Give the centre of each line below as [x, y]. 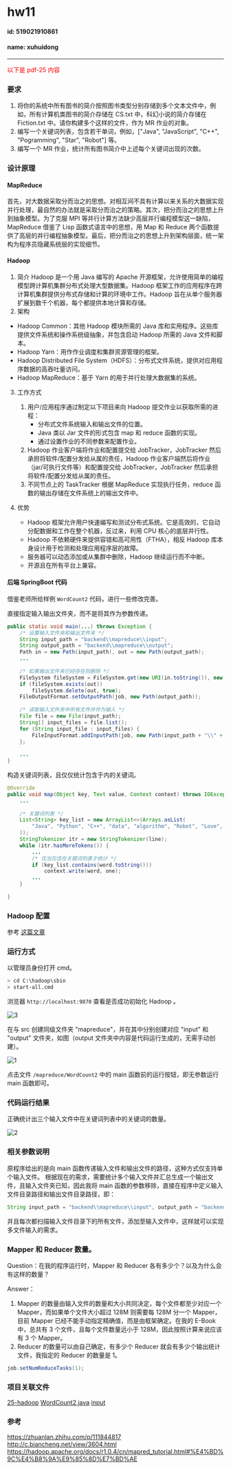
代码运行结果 [29, 1103]
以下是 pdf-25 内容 [34, 70]
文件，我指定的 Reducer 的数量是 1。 [69, 1355]
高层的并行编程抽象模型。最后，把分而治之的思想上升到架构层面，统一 [118, 236]
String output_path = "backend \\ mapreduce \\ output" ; [97, 646]
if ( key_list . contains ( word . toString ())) [92, 865]
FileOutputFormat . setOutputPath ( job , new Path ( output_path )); [110, 697]
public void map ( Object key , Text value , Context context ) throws [104, 794]
